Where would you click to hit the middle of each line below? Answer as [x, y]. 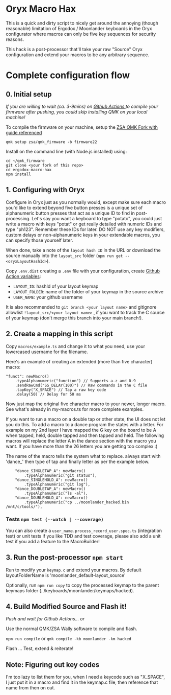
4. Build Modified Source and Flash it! [66, 607]
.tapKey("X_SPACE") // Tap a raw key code [61, 390]
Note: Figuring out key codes [53, 665]
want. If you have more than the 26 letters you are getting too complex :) [82, 446]
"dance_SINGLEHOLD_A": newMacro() [51, 480]
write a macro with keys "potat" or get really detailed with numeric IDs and [84, 224]
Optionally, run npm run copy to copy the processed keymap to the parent [82, 585]
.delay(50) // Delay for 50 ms [48, 394]
